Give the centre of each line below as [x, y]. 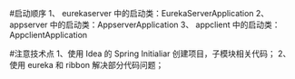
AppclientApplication [49, 35]
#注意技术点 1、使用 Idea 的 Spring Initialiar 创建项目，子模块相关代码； [143, 54]
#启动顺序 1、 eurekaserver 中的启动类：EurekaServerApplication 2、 [139, 13]
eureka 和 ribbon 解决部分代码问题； [95, 65]
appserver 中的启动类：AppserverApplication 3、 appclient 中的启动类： [145, 25]
